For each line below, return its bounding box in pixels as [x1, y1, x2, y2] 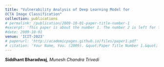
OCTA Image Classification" [5, 12, 62, 17]
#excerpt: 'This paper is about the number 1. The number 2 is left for [5, 25, 156, 30]
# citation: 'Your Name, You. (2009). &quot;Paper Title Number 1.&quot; [5, 43, 159, 48]
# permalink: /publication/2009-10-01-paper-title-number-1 [5, 20, 130, 26]
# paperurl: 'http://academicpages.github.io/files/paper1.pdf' [5, 39, 139, 44]
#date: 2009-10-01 [5, 30, 42, 34]
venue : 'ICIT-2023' [5, 34, 45, 39]
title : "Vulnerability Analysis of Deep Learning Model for [5, 7, 130, 12]
